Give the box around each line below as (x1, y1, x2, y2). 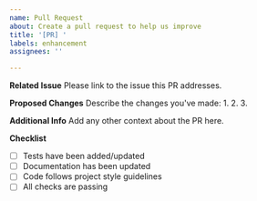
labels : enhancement (9, 38, 88, 48)
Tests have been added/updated (22, 151, 146, 162)
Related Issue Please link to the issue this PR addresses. (9, 80, 222, 91)
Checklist (9, 133, 47, 144)
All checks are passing (22, 181, 108, 192)
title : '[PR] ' (9, 30, 67, 39)
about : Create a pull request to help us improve (9, 22, 202, 31)
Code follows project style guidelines (22, 171, 162, 182)
